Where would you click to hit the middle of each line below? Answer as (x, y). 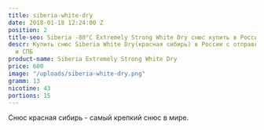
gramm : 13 (24, 81)
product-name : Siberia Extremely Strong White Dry (93, 60)
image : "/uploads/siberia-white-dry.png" (77, 74)
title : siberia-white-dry (50, 15)
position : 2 (27, 30)
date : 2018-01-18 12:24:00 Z (56, 23)
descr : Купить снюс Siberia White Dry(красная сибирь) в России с (119, 45)
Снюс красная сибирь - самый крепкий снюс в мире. (99, 117)
